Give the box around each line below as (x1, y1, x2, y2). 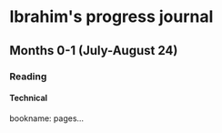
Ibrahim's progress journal (9, 6, 214, 27)
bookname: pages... (9, 112, 85, 124)
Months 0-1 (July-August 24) (9, 43, 178, 58)
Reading (9, 70, 47, 83)
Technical (9, 93, 48, 104)
